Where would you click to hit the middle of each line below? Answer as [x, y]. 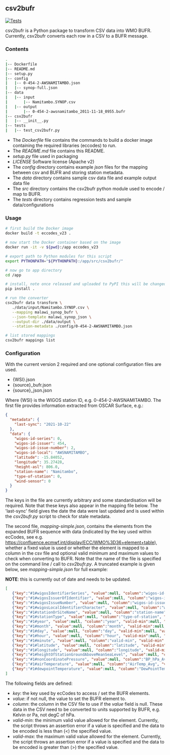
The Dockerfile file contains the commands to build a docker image [82, 140]
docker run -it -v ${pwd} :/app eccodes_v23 [52, 247]
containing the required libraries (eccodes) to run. [64, 146]
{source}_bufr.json [32, 385]
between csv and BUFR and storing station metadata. [68, 173]
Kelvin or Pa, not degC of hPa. [44, 715]
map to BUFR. [27, 194]
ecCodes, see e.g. [24, 537]
